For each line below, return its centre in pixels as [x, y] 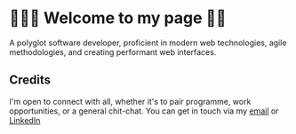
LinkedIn [25, 120]
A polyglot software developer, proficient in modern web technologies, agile [148, 43]
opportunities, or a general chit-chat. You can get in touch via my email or [144, 111]
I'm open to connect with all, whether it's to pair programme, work [130, 101]
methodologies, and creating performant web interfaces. [113, 51]
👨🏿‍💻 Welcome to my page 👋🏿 [118, 18]
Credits [30, 80]
